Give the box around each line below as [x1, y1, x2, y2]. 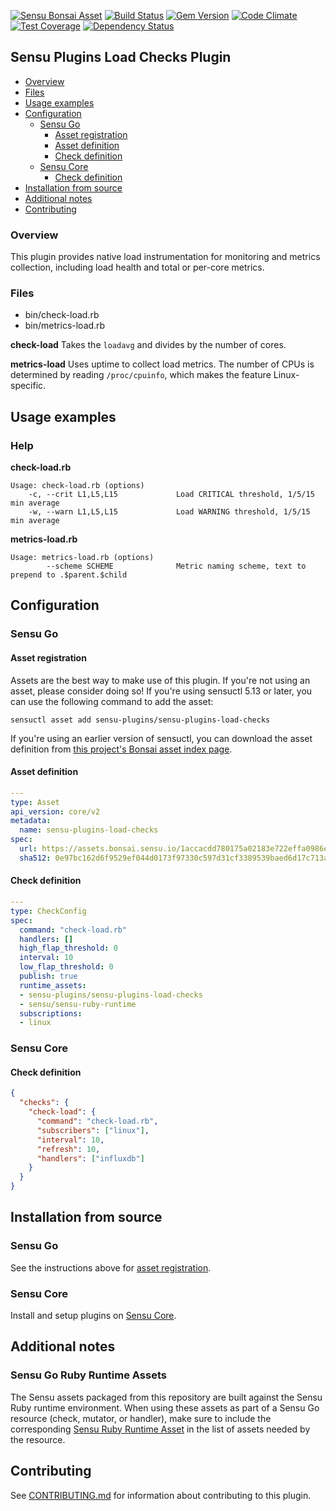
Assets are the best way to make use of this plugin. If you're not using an [10, 674, 311, 686]
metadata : [10, 816, 52, 826]
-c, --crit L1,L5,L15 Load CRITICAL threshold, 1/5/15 [28, 490, 315, 500]
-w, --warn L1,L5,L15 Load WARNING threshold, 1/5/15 [28, 507, 311, 517]
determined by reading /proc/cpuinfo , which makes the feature [10, 369, 272, 381]
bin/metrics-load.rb [24, 320, 106, 332]
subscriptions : [19, 1008, 83, 1019]
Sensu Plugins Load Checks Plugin [10, 49, 232, 66]
